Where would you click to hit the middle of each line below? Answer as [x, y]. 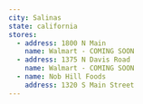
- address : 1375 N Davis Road [73, 60]
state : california [43, 26]
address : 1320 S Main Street [80, 85]
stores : [23, 34]
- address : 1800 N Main [61, 43]
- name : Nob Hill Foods [61, 77]
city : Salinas [35, 18]
